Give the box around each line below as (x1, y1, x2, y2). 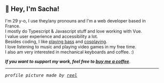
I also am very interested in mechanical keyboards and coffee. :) (5, 49, 134, 55)
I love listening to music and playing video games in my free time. (5, 43, 137, 49)
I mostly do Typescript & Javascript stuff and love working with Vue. (5, 28, 143, 34)
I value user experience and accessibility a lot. (5, 33, 99, 39)
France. (5, 23, 20, 29)
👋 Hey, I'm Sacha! (5, 5, 60, 13)
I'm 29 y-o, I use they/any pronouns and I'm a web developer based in (5, 18, 146, 23)
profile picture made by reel (5, 72, 78, 78)
